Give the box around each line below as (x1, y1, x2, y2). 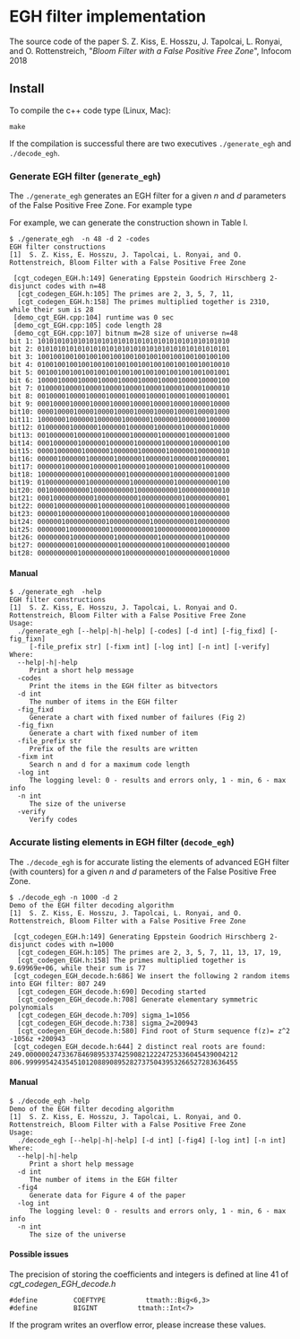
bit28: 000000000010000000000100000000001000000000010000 (9, 549, 230, 558)
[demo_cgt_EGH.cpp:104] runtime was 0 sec (13, 313, 175, 322)
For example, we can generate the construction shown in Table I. (9, 217, 248, 228)
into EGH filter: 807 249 (9, 979, 106, 988)
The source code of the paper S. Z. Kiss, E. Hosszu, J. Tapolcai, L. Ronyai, (9, 36, 283, 47)
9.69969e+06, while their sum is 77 (9, 963, 146, 973)
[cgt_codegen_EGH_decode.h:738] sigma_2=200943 (17, 1019, 199, 1028)
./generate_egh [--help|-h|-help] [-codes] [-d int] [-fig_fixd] (17, 626, 267, 636)
